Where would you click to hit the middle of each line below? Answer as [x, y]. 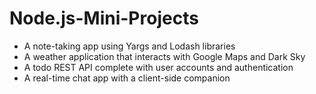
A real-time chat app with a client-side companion [127, 78]
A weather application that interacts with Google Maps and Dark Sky [164, 56]
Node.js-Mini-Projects [104, 18]
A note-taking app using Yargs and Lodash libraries [129, 46]
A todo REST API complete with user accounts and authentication [158, 67]
